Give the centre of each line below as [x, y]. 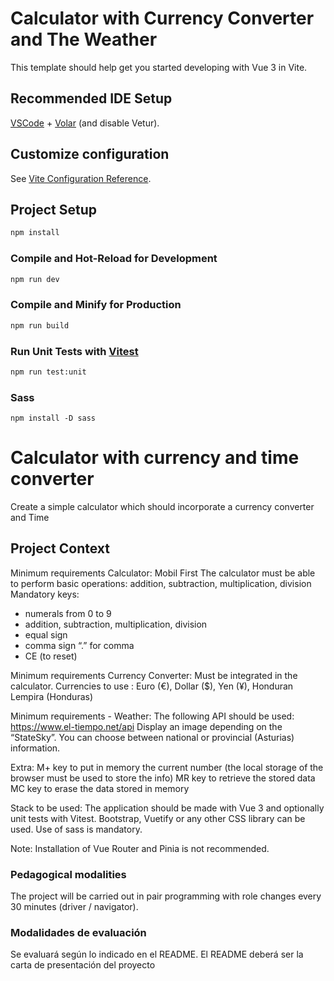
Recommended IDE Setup [91, 98]
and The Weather [84, 39]
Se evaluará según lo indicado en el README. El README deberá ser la [157, 954]
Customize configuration [90, 154]
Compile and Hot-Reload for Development [114, 259]
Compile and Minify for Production [96, 305]
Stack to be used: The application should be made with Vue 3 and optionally [167, 808]
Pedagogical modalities [68, 874]
